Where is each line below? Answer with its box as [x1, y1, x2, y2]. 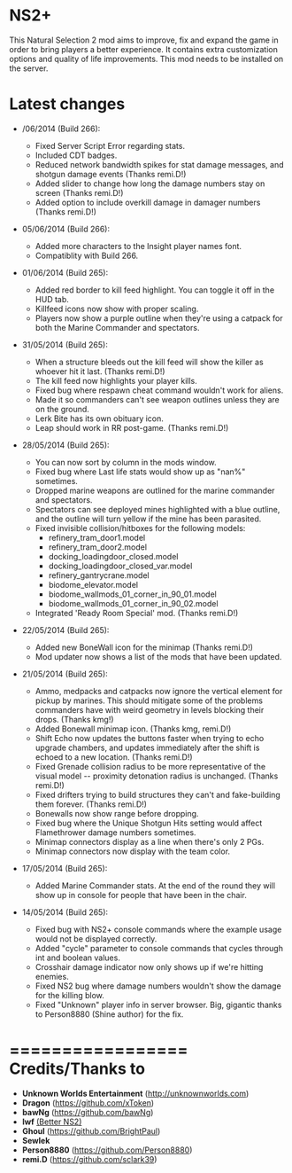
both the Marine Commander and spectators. [35, 322, 201, 332]
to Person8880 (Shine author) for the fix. [35, 1008, 184, 1020]
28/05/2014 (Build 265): [21, 440, 110, 450]
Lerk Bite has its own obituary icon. [35, 413, 164, 424]
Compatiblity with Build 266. [35, 250, 139, 261]
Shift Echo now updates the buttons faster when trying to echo [35, 732, 265, 743]
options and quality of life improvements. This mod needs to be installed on [9, 53, 284, 64]
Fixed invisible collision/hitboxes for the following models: [35, 522, 246, 533]
